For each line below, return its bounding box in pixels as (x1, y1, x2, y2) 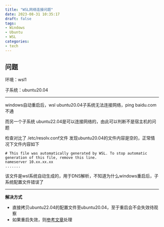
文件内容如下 (13, 141, 40, 147)
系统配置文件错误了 (5, 179, 44, 185)
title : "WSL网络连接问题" (5, 7, 54, 12)
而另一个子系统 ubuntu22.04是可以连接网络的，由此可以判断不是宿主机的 (5, 118, 152, 125)
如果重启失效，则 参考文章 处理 (12, 217, 72, 223)
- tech (5, 44, 19, 48)
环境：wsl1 (5, 77, 27, 83)
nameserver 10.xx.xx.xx (5, 159, 54, 164)
